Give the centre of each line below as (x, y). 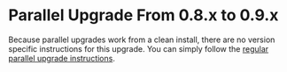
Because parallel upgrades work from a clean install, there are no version (142, 40)
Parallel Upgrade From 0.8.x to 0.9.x (143, 15)
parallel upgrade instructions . (62, 58)
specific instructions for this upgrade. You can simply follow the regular (139, 48)
